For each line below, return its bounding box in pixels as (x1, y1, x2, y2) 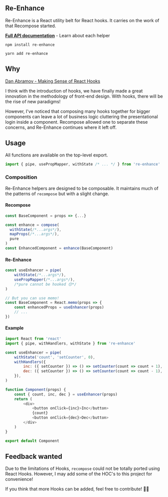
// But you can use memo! (5, 295, 59, 301)
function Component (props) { (5, 387, 66, 392)
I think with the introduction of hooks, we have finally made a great (5, 88, 143, 94)
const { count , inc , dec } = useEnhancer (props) (14, 392, 118, 397)
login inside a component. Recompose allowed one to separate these (5, 119, 148, 125)
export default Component (5, 438, 59, 443)
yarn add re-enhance (5, 51, 49, 56)
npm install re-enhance (5, 42, 55, 47)
